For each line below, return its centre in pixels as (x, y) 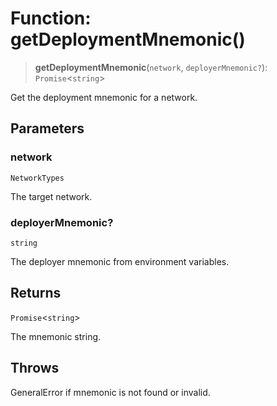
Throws (35, 368)
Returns (36, 293)
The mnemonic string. (56, 336)
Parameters (47, 128)
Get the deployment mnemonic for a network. (104, 97)
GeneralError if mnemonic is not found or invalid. (110, 392)
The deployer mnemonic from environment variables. (120, 261)
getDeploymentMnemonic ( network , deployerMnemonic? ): (151, 67)
